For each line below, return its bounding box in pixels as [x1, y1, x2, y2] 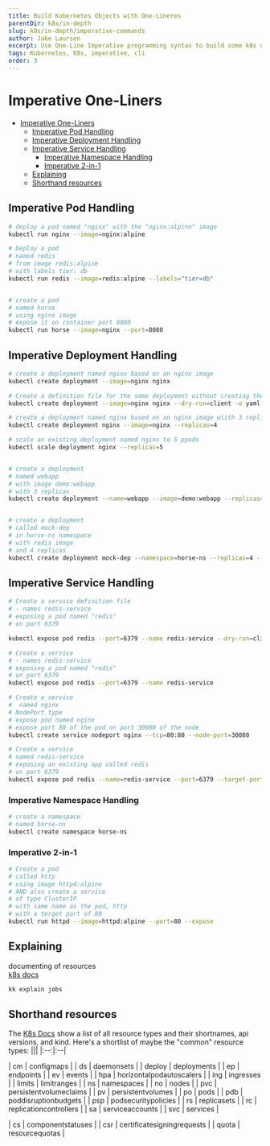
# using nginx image [8, 311, 78, 319]
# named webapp [8, 472, 59, 480]
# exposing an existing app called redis [8, 760, 149, 769]
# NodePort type [8, 708, 63, 717]
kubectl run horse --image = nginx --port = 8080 [8, 326, 163, 334]
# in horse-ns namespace [8, 532, 92, 540]
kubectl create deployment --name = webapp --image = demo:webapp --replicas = [8, 494, 264, 503]
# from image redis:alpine [8, 259, 99, 268]
